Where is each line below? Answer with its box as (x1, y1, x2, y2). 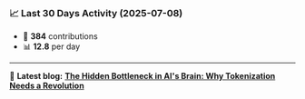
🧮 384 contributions (22, 31, 98, 42)
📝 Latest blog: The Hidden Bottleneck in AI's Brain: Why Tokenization (9, 71, 276, 82)
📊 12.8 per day (22, 41, 81, 52)
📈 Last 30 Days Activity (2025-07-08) (9, 6, 183, 19)
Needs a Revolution (9, 80, 84, 92)
